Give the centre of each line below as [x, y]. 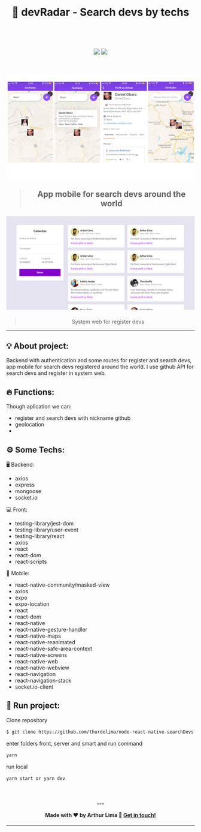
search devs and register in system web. [56, 373]
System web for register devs [108, 322]
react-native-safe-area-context [54, 648]
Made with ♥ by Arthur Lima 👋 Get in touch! [100, 815]
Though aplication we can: [39, 407]
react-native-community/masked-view [62, 585]
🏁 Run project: [33, 706]
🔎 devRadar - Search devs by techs [100, 12]
